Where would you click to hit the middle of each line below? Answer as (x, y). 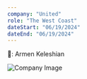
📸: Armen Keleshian (36, 54)
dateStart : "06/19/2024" (44, 27)
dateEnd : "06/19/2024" (41, 34)
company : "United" (34, 14)
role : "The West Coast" (42, 21)
